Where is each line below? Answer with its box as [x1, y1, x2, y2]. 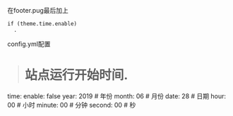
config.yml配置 [7, 40, 51, 48]
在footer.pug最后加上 [7, 6, 69, 14]
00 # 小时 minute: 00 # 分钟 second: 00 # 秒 [7, 100, 136, 109]
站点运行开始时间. [24, 67, 129, 83]
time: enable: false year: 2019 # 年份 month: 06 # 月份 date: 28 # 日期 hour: [7, 91, 226, 100]
